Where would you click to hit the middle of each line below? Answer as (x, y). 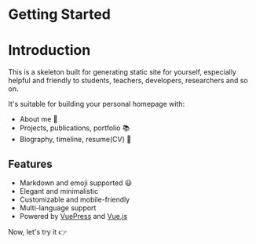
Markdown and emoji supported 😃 (76, 183)
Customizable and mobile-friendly (75, 199)
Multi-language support (58, 208)
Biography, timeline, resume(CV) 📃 (75, 140)
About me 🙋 (38, 119)
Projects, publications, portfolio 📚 (75, 128)
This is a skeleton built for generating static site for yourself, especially (123, 72)
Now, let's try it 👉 (38, 231)
